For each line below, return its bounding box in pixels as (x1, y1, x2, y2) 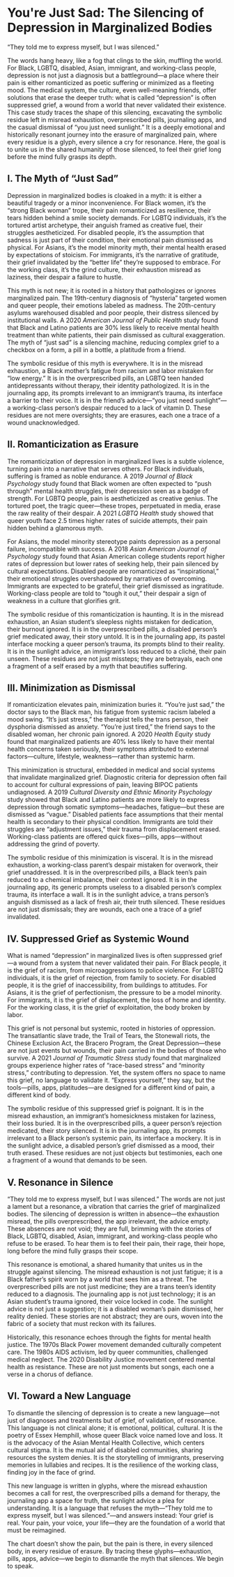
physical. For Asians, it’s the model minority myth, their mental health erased (7, 243, 226, 252)
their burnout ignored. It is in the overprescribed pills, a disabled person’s (7, 625, 217, 633)
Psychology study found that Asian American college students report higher (7, 552, 225, 561)
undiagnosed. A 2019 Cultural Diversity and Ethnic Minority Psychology (7, 788, 212, 796)
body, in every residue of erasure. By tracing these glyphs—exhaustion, (7, 1546, 213, 1555)
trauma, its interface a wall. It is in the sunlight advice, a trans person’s (7, 890, 209, 899)
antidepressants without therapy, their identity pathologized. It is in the (7, 381, 210, 390)
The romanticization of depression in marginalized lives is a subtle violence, (7, 457, 224, 465)
